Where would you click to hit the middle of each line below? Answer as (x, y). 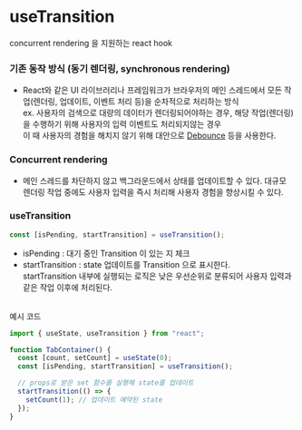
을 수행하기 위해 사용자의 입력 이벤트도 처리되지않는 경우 (122, 124)
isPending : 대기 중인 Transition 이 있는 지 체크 (106, 253)
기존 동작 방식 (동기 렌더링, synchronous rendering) (120, 68)
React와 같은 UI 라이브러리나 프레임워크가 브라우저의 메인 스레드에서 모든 (152, 90)
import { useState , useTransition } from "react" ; (107, 333)
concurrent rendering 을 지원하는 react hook (91, 43)
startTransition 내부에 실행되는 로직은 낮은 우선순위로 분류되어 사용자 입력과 (157, 276)
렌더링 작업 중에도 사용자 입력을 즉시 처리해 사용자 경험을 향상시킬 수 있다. (153, 191)
